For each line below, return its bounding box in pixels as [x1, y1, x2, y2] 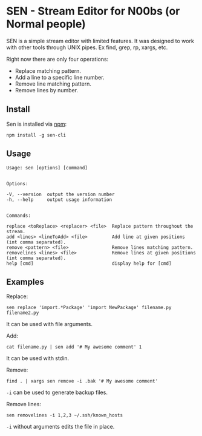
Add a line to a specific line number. [15, 73, 105, 81]
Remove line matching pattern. [15, 80, 92, 87]
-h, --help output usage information [6, 196, 112, 203]
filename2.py [6, 310, 39, 316]
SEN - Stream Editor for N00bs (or [6, 4, 180, 18]
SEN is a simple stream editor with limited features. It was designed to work [6, 37, 195, 44]
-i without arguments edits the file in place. [6, 423, 115, 431]
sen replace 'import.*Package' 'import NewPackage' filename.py [6, 305, 172, 311]
